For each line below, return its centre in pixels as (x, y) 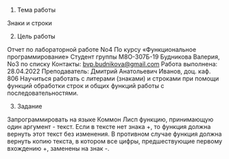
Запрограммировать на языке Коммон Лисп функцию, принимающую (110, 119)
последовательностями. (43, 93)
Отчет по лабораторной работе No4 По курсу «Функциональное (102, 49)
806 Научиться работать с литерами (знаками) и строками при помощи (113, 78)
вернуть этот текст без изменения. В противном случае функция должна (114, 134)
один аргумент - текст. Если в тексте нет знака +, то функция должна (109, 127)
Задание (29, 106)
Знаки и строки (30, 23)
